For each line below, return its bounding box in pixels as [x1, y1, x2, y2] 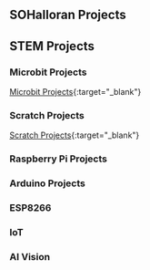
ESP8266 [9, 202, 52, 214]
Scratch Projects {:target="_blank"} [9, 130, 140, 140]
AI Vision [9, 250, 51, 263]
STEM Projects [9, 38, 95, 54]
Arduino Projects [9, 177, 86, 190]
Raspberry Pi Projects [9, 152, 107, 165]
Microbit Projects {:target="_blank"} [9, 87, 142, 98]
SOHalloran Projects [9, 7, 126, 23]
